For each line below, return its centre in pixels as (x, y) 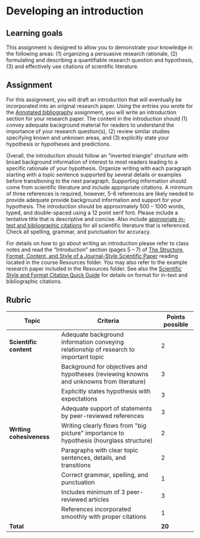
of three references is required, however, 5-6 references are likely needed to (100, 193)
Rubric (19, 300)
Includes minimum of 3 (93, 492)
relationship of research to (98, 349)
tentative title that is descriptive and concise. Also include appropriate (92, 219)
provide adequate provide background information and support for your (94, 200)
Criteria (108, 321)
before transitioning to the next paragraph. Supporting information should (96, 181)
